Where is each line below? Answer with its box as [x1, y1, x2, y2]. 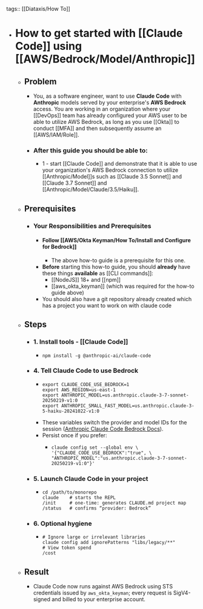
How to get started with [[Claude [15, 27, 183, 40]
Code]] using [15, 39, 82, 53]
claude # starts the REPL [42, 495, 116, 501]
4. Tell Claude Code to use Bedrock [33, 367, 139, 375]
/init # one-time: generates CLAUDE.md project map [42, 500, 187, 506]
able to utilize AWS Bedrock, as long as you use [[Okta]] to [33, 118, 180, 125]
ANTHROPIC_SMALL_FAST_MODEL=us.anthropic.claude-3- [61, 403, 195, 409]
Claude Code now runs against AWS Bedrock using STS [33, 583, 173, 590]
